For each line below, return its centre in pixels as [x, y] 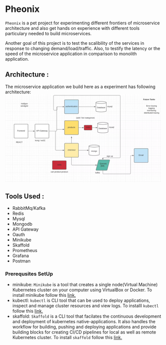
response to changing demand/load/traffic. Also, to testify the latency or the [83, 48]
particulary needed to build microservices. [48, 33]
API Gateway [25, 229]
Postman [21, 261]
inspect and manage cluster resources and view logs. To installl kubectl [85, 306]
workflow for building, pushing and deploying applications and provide [84, 327]
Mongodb [22, 224]
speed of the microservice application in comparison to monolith [71, 54]
